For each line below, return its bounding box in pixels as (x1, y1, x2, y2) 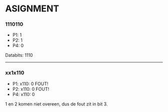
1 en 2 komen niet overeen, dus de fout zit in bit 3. (5, 101, 108, 107)
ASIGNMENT (5, 3, 59, 14)
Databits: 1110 (5, 52, 33, 58)
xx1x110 (5, 69, 24, 76)
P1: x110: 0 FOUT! (12, 81, 48, 87)
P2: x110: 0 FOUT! (12, 86, 49, 92)
